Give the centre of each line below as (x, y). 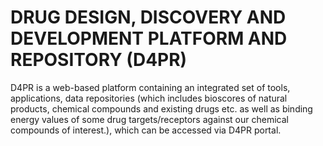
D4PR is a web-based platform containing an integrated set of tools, (150, 87)
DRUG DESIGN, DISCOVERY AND (148, 17)
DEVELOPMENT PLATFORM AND (149, 38)
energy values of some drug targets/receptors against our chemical (149, 119)
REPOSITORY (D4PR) (99, 60)
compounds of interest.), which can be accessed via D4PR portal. (146, 130)
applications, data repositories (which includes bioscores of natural (149, 98)
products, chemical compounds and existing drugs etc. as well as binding (161, 108)
